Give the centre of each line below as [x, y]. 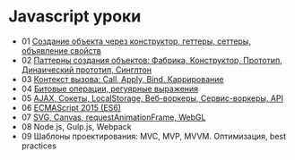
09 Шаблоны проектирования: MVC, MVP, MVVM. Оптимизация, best [154, 136]
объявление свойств [61, 50]
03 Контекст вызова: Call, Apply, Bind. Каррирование [122, 79]
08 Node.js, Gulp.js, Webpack [76, 126]
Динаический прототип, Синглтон [86, 70]
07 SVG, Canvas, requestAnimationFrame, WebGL [113, 117]
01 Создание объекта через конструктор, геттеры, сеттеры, [136, 41]
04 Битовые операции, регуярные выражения [110, 88]
